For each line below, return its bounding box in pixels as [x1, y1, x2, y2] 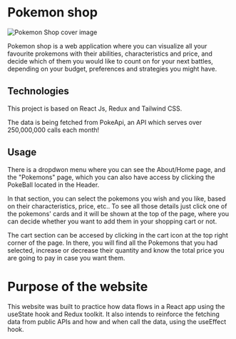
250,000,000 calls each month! [7, 126, 100, 134]
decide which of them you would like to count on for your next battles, [7, 56, 214, 65]
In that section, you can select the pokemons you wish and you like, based [7, 194, 226, 203]
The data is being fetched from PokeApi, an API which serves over [7, 118, 202, 126]
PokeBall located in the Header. [7, 180, 100, 189]
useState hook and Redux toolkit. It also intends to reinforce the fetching [7, 310, 220, 318]
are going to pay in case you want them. [7, 253, 125, 262]
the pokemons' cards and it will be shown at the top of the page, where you [7, 209, 230, 218]
